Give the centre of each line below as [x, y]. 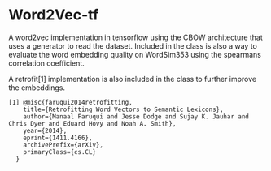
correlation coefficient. [47, 63]
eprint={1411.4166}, [58, 138]
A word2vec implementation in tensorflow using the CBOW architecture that [135, 37]
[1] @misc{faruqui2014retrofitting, [70, 102]
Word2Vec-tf [54, 15]
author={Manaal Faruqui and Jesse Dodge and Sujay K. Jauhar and [136, 116]
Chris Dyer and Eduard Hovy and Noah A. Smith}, [92, 123]
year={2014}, [45, 130]
